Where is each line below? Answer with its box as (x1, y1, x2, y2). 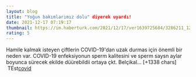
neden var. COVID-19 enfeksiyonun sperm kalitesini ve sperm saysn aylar (6, 52, 182, 60)
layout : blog (6, 8, 38, 15)
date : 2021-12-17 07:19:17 (6, 19, 72, 25)
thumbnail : (6, 24, 33, 31)
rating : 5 (6, 30, 30, 36)
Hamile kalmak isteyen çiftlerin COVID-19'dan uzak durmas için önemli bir (6, 46, 183, 53)
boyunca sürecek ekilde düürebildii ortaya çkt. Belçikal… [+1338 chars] (6, 59, 177, 66)
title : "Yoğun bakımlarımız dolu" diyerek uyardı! (6, 14, 132, 20)
